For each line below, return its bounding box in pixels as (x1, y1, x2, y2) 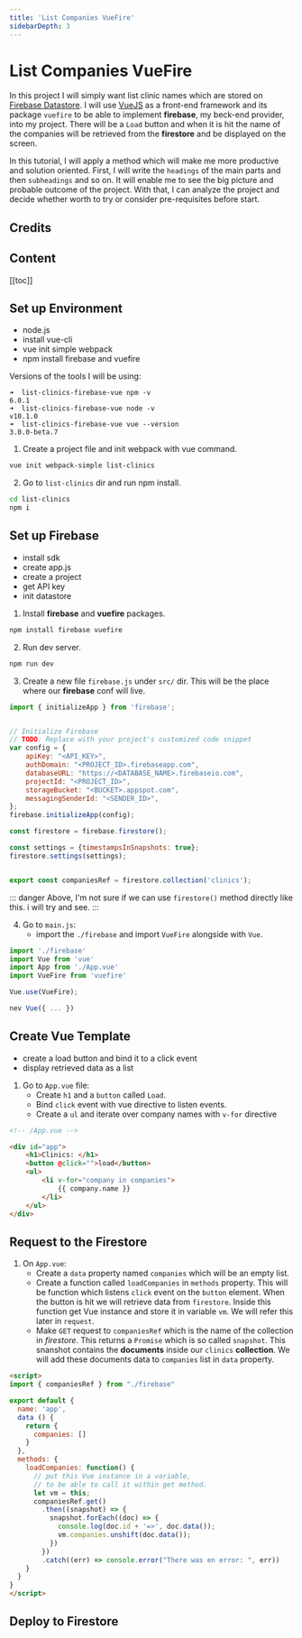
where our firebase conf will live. (22, 685, 146, 695)
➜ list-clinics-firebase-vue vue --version (9, 420, 179, 429)
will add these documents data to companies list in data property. (35, 1354, 275, 1365)
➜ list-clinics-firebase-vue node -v (9, 404, 155, 413)
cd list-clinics (9, 495, 70, 504)
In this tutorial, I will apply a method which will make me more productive (9, 155, 279, 167)
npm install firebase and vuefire (22, 354, 141, 364)
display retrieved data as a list (22, 1062, 133, 1073)
